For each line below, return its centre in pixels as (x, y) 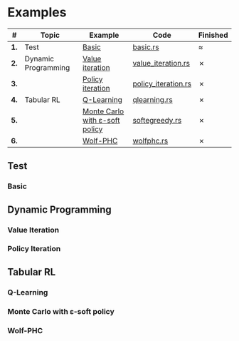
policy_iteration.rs (162, 83)
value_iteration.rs (161, 63)
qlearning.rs (153, 99)
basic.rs (146, 47)
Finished (213, 35)
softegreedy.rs (157, 120)
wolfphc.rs (150, 141)
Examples (37, 12)
